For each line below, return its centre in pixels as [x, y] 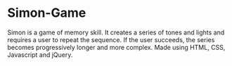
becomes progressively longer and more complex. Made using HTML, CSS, [116, 47]
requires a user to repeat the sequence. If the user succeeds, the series [111, 39]
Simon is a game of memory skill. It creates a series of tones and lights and [116, 32]
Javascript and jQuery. [40, 55]
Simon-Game [47, 13]
